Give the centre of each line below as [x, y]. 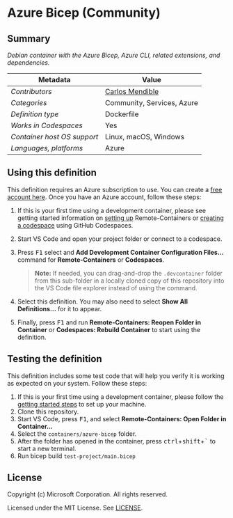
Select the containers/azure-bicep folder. [77, 434]
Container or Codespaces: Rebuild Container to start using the [109, 329]
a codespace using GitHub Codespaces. [75, 225]
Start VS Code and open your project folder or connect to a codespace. [120, 239]
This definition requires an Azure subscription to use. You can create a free [115, 189]
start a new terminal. [47, 448]
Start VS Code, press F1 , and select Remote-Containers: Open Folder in [122, 418]
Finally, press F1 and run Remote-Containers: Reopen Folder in [109, 322]
